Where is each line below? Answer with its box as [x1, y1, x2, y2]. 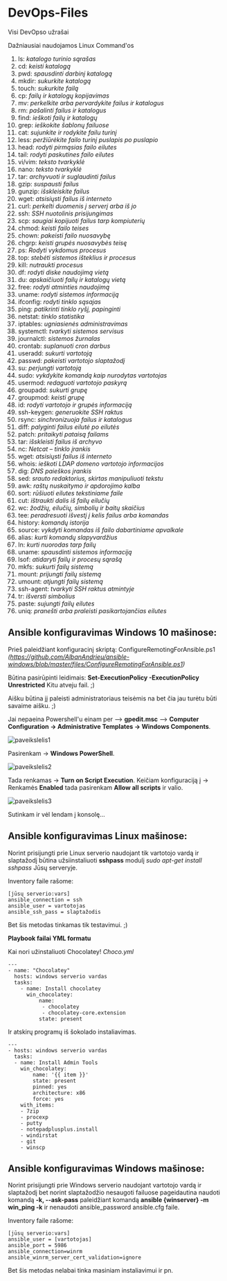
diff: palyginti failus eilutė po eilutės [17, 423, 120, 431]
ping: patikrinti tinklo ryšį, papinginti [17, 305, 120, 313]
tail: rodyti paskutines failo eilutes [17, 150, 114, 159]
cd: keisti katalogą [17, 62, 71, 70]
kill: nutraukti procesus [17, 260, 84, 269]
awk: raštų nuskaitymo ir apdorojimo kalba [17, 482, 140, 490]
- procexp [20, 1113, 49, 1120]
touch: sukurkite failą [17, 84, 79, 92]
